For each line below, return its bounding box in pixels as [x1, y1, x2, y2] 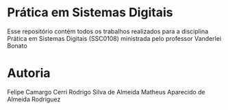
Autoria [7, 66, 51, 81]
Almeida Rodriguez [7, 95, 61, 103]
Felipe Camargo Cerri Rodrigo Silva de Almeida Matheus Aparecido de [7, 88, 205, 96]
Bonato [7, 41, 27, 50]
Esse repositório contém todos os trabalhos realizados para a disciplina [7, 27, 209, 35]
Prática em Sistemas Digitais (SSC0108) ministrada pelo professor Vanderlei [7, 34, 222, 42]
